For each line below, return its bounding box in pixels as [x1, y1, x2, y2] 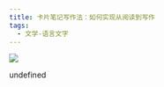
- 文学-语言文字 [17, 29, 69, 38]
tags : [9, 21, 29, 30]
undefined [9, 69, 47, 80]
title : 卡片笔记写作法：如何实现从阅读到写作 [9, 12, 156, 22]
